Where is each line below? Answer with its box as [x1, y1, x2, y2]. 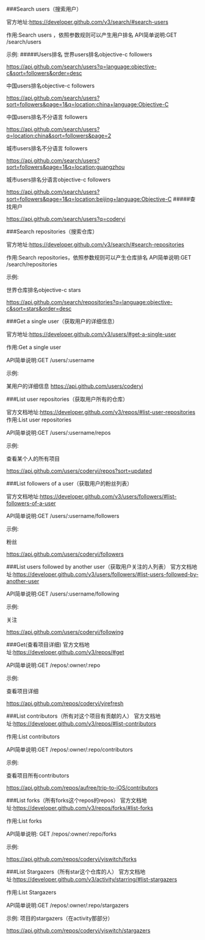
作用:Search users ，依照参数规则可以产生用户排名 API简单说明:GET [6, 31, 178, 38]
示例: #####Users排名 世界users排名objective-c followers [6, 51, 153, 58]
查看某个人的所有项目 [6, 455, 60, 462]
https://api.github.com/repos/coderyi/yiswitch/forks [6, 856, 137, 862]
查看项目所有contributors [6, 772, 70, 779]
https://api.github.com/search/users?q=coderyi [6, 216, 126, 222]
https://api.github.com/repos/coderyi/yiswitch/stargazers [6, 927, 151, 934]
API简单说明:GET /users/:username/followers [6, 512, 120, 519]
